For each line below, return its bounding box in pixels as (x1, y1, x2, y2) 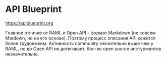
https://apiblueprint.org (5, 20, 54, 26)
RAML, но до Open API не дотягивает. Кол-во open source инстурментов (5, 45, 161, 51)
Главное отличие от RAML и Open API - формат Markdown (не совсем (5, 29, 156, 35)
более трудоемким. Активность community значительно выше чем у (5, 40, 154, 46)
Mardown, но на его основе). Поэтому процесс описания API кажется (5, 35, 156, 41)
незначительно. (5, 51, 39, 57)
